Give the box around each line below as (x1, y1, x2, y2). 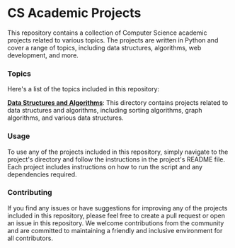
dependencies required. (7, 170, 77, 179)
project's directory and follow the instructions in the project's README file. (7, 154, 225, 164)
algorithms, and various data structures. (7, 113, 124, 122)
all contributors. (7, 234, 54, 242)
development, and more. (7, 51, 79, 60)
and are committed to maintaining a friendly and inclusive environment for (7, 226, 223, 235)
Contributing (7, 188, 52, 198)
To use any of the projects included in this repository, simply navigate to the (7, 147, 229, 156)
